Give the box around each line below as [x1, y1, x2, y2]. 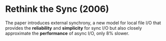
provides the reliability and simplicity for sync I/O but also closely [5, 25, 142, 31]
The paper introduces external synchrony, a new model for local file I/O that [5, 20, 161, 26]
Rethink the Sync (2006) [5, 3, 109, 15]
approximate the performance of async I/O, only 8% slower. [5, 30, 129, 36]
